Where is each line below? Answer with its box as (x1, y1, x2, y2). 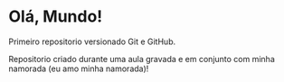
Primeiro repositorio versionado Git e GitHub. (8, 36, 176, 47)
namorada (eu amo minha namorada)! (8, 63, 149, 74)
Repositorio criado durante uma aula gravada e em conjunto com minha (8, 53, 275, 64)
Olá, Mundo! (8, 6, 103, 27)
